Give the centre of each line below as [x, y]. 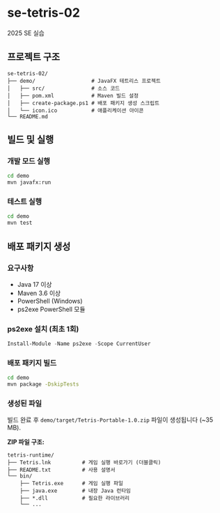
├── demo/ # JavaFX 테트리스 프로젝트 [84, 81]
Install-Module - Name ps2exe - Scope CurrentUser [79, 344]
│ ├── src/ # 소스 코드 [64, 88]
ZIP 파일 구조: [26, 442]
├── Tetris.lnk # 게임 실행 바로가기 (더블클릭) [84, 463]
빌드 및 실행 [31, 140]
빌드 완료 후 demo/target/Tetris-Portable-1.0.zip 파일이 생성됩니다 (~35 [110, 420]
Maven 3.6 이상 [39, 293]
